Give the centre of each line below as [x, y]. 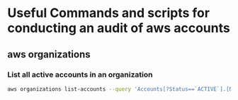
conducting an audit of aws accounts [119, 28]
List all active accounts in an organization [80, 74]
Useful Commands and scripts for [109, 13]
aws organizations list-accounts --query [69, 89]
